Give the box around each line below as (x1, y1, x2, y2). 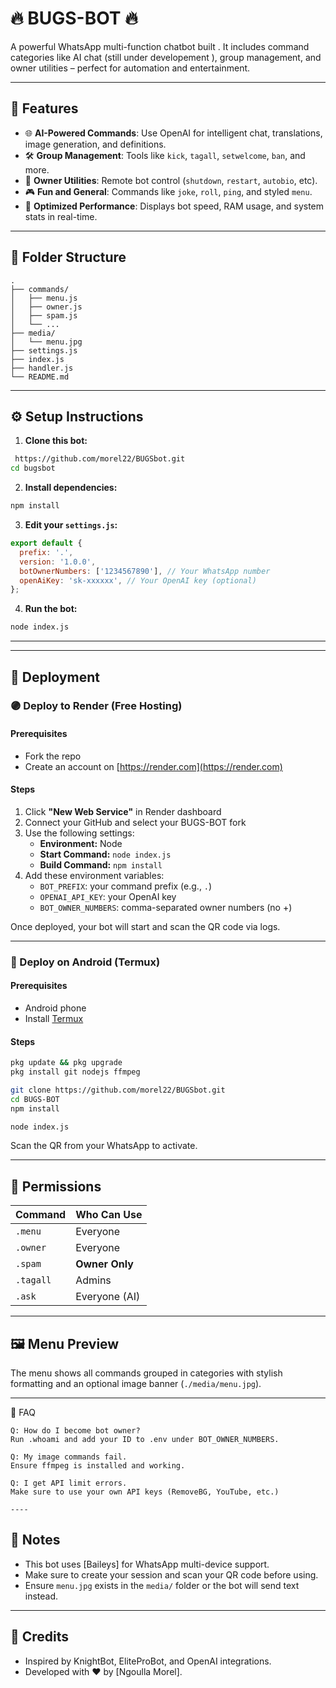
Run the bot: (24, 603, 78, 615)
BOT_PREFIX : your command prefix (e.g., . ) (39, 880, 213, 892)
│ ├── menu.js (10, 293, 78, 303)
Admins (75, 1273, 112, 1287)
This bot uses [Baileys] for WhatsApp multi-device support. (24, 1558, 270, 1570)
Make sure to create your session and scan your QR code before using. (24, 1568, 319, 1581)
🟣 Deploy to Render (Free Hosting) (10, 699, 183, 713)
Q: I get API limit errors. (10, 1478, 128, 1489)
